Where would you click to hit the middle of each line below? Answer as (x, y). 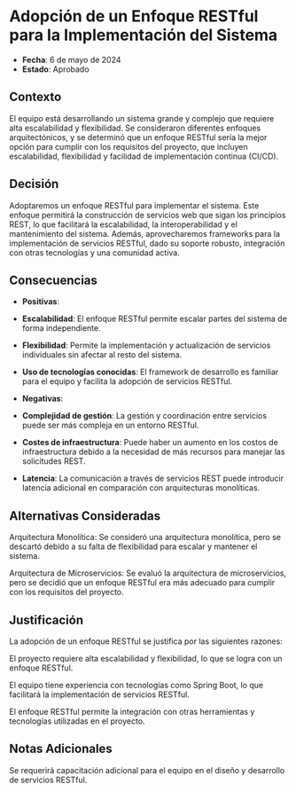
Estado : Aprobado (56, 69)
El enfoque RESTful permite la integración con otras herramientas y (132, 712)
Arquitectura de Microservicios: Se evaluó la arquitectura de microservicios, (148, 573)
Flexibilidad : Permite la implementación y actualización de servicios (146, 345)
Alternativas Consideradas (85, 516)
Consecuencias (53, 280)
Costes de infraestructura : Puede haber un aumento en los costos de (150, 443)
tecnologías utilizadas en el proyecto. (77, 721)
